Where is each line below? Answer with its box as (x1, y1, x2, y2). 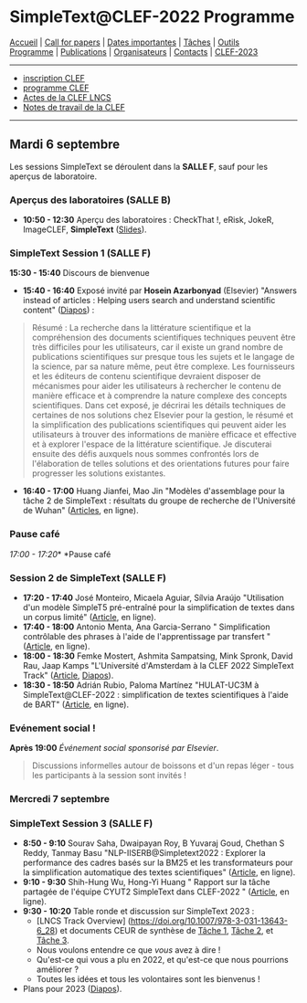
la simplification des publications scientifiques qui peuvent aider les (31, 419, 287, 430)
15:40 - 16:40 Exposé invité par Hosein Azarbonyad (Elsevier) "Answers (22, 285, 297, 296)
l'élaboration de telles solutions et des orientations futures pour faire (31, 459, 290, 470)
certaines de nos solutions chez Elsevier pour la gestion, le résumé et (31, 409, 294, 421)
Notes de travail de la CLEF (22, 101, 125, 112)
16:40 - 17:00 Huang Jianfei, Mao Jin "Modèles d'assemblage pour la (22, 486, 285, 497)
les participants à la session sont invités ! (31, 770, 187, 781)
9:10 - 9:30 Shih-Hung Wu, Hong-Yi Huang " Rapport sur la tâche (22, 877, 270, 888)
